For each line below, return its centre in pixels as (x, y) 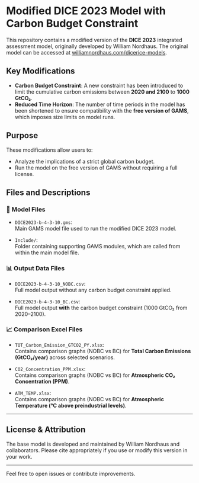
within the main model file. (47, 252)
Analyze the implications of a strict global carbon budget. (85, 161)
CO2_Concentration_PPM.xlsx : (50, 369)
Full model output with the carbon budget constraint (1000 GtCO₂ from (101, 308)
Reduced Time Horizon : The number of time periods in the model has (100, 104)
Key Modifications (41, 71)
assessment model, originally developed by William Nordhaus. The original (97, 46)
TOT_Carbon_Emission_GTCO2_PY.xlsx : (60, 344)
